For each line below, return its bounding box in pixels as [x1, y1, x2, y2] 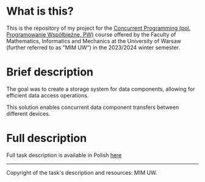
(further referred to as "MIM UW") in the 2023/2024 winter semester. [6, 44, 181, 51]
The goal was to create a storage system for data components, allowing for [6, 85, 195, 93]
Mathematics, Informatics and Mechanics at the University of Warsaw [6, 37, 181, 44]
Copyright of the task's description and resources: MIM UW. [6, 169, 157, 176]
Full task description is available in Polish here [6, 151, 122, 159]
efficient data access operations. [6, 91, 89, 99]
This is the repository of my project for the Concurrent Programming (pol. [6, 24, 191, 32]
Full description [6, 131, 87, 145]
